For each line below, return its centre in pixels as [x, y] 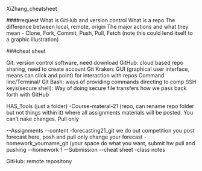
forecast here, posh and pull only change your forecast [74, 137]
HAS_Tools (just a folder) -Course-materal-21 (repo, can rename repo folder [100, 106]
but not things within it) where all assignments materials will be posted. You [100, 112]
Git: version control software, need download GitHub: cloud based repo [95, 63]
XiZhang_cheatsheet [32, 9]
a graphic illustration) [33, 39]
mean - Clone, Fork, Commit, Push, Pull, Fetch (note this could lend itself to [99, 33]
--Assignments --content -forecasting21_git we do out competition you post [100, 130]
